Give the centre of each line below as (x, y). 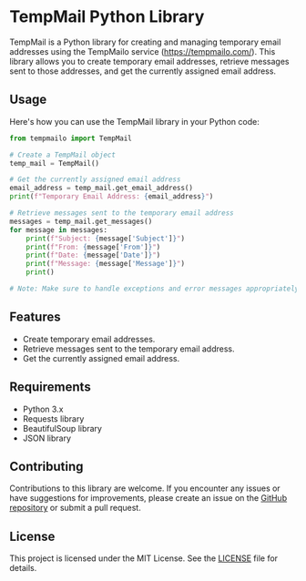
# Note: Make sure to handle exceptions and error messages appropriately (154, 289)
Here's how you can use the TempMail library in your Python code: (134, 121)
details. (23, 568)
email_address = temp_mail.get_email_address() (102, 189)
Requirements (50, 387)
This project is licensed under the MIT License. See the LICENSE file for (144, 558)
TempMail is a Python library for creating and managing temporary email (145, 42)
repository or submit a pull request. (75, 508)
